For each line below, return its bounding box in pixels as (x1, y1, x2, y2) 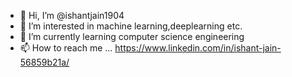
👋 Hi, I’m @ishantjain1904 (19, 10, 125, 21)
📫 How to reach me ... (19, 42, 113, 54)
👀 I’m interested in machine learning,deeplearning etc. (19, 20, 243, 32)
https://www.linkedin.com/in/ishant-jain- (114, 42, 282, 54)
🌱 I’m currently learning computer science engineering (19, 31, 245, 42)
